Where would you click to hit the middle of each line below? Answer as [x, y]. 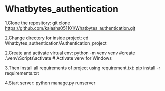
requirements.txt [22, 73]
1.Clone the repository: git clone [38, 23]
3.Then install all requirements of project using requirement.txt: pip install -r [83, 68]
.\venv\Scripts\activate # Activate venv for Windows [59, 58]
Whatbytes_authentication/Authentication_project [56, 43]
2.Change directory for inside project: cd [47, 38]
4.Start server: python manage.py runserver [50, 83]
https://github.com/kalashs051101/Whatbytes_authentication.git [70, 28]
